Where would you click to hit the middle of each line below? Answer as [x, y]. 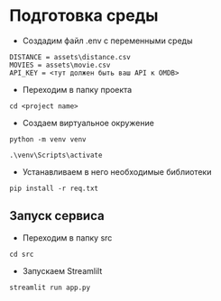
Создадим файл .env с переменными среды [107, 41]
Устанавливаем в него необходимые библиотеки [117, 171]
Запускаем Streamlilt [62, 270]
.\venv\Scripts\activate [56, 155]
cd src [22, 254]
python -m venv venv [48, 139]
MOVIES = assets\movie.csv [60, 65]
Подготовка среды [84, 16]
